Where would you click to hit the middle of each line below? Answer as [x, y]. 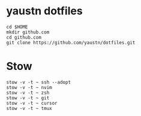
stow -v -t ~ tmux [29, 108]
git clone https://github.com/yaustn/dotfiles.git [71, 42]
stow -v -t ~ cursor [32, 103]
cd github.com [24, 37]
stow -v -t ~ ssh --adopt [38, 82]
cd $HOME [17, 27]
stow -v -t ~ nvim [29, 87]
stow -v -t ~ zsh [28, 93]
